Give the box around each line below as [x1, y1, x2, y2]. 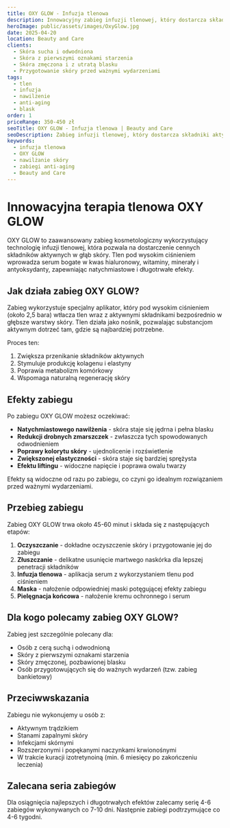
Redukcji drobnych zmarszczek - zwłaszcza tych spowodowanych [16, 433, 207, 441]
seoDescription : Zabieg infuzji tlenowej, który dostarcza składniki [7, 131, 210, 138]
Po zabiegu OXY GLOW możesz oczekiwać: [7, 412, 130, 421]
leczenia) [16, 760, 43, 768]
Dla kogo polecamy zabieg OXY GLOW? [7, 612, 179, 624]
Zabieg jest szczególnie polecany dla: [7, 630, 114, 638]
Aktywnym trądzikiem [16, 724, 79, 732]
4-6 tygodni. [7, 813, 42, 821]
